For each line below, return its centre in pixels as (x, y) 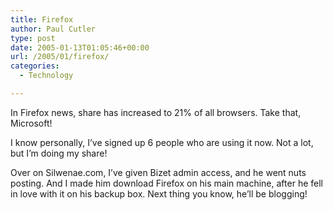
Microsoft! (31, 123)
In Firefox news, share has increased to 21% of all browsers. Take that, (156, 112)
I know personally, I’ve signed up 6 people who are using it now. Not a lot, (162, 142)
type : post (33, 38)
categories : (35, 66)
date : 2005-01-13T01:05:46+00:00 (80, 47)
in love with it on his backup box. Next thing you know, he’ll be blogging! (159, 193)
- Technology (46, 76)
